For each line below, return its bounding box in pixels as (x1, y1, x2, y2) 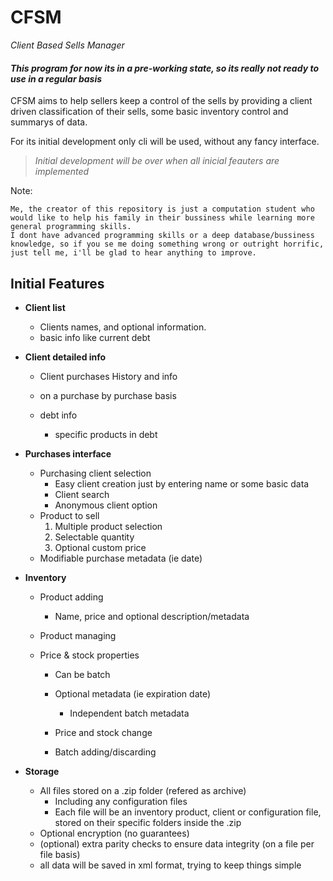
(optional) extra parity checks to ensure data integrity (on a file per (39, 837, 315, 850)
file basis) (39, 848, 81, 860)
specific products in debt (54, 428, 158, 440)
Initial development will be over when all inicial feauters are (34, 155, 280, 167)
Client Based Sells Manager (10, 39, 125, 51)
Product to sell (39, 509, 100, 521)
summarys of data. (10, 116, 88, 128)
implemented (34, 166, 90, 178)
